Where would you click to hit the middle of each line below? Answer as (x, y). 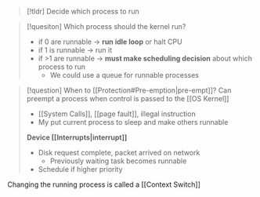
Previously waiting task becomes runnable (118, 161)
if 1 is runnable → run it (75, 50)
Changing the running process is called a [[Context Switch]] (104, 184)
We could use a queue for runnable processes (124, 75)
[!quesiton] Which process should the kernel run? (106, 26)
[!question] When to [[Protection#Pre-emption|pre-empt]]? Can (129, 90)
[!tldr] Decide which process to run (83, 11)
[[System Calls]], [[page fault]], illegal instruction (117, 114)
